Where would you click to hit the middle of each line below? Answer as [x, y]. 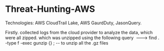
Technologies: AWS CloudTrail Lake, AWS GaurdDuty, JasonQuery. [74, 23]
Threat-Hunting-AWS [50, 9]
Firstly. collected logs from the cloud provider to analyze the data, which [79, 32]
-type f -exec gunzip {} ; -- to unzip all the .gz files [57, 43]
